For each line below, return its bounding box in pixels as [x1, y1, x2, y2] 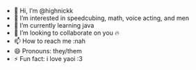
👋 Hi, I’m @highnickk [13, 7, 74, 15]
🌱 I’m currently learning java [13, 21, 95, 29]
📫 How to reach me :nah [13, 37, 85, 45]
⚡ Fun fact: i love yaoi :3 [13, 55, 83, 62]
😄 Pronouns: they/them [13, 47, 82, 55]
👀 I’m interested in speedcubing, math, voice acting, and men [13, 14, 190, 22]
